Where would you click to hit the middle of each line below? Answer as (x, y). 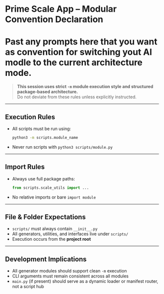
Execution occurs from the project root (51, 239)
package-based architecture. (47, 92)
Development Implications (46, 259)
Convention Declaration (54, 19)
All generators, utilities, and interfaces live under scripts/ (70, 234)
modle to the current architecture (74, 63)
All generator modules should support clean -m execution (69, 271)
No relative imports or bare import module (54, 197)
